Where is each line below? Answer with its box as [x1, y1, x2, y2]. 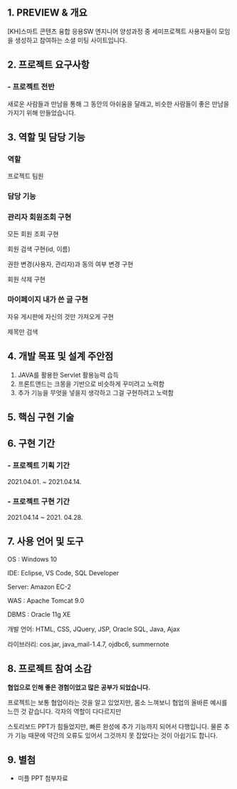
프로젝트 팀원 [7, 172, 44, 180]
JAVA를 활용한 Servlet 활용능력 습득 [17, 370, 119, 379]
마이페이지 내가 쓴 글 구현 [7, 295, 89, 305]
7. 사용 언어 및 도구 [7, 535, 84, 548]
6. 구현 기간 [7, 437, 56, 450]
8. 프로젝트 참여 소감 [7, 663, 93, 675]
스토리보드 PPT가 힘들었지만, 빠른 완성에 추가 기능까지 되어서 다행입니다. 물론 [7, 722, 223, 731]
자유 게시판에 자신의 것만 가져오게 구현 [7, 312, 114, 320]
